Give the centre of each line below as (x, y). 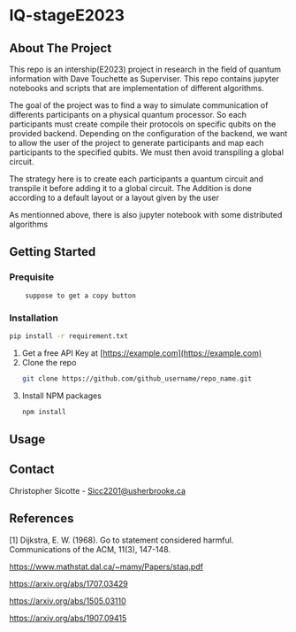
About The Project (61, 48)
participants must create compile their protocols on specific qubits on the (143, 124)
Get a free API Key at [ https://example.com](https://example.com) (142, 353)
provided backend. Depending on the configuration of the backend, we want (148, 133)
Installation (34, 318)
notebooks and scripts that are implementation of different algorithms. (137, 88)
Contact (32, 470)
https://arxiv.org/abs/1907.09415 (68, 618)
